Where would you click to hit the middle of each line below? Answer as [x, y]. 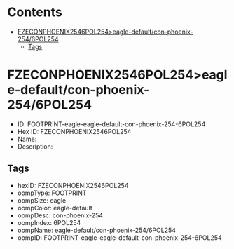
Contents [35, 12]
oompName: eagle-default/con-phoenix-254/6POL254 [97, 230]
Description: [35, 146]
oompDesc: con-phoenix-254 [60, 215]
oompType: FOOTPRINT [52, 193]
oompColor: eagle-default [55, 208]
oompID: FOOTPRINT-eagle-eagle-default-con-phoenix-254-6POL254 [119, 237]
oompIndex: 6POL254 [49, 222]
